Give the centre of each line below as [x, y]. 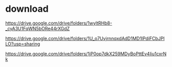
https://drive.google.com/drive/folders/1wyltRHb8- [59, 23]
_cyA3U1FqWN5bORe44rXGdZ [38, 28]
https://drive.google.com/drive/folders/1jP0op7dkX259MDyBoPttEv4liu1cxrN [86, 54]
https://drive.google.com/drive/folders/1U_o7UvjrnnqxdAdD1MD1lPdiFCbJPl [85, 38]
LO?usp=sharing [23, 43]
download [27, 9]
